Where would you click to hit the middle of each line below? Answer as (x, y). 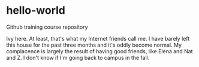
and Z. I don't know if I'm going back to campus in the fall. (78, 57)
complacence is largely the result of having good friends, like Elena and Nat (99, 51)
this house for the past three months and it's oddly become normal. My (94, 45)
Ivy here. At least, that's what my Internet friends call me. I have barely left (98, 38)
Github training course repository (47, 27)
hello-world (36, 10)
